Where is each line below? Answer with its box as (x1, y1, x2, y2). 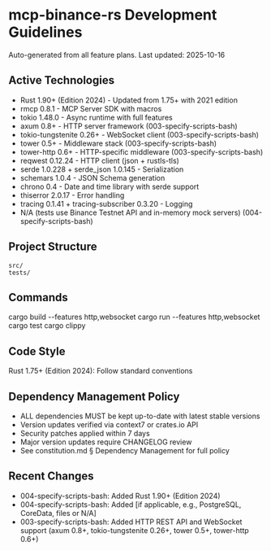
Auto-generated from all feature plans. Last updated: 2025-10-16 (8, 50, 226, 59)
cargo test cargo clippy (8, 321, 86, 330)
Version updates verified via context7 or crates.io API (19, 420, 199, 429)
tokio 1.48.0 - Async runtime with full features (19, 112, 173, 122)
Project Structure (8, 240, 97, 254)
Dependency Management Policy (8, 389, 180, 404)
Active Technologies (8, 73, 115, 87)
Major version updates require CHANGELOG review (19, 437, 192, 447)
